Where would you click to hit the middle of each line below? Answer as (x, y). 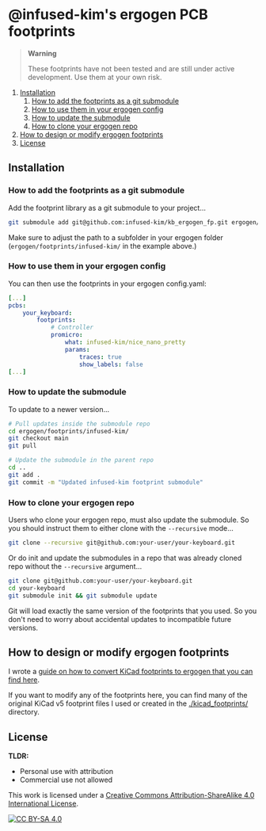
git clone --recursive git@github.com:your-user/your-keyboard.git (122, 543)
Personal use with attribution (66, 772)
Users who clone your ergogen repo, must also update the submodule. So (129, 520)
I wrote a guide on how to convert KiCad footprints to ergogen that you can (131, 672)
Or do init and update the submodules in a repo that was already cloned (125, 558)
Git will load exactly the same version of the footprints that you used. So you (133, 611)
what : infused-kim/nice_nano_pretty (125, 342)
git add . (25, 475)
